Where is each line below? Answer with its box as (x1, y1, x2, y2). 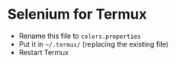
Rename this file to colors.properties (18, 31, 141, 40)
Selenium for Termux (7, 5, 147, 23)
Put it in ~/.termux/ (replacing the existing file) (18, 39, 169, 48)
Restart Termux (18, 47, 69, 57)
